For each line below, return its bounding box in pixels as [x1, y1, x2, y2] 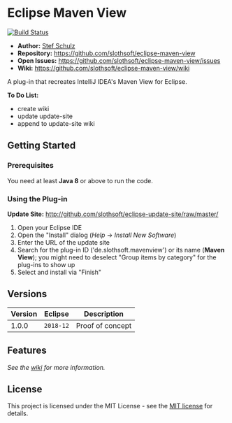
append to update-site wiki [17, 119, 96, 127]
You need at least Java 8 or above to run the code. [7, 176, 154, 185]
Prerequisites [7, 161, 54, 171]
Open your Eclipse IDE [17, 223, 82, 231]
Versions [7, 288, 48, 300]
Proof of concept [75, 320, 132, 330]
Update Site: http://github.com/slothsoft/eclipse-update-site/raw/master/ [7, 210, 219, 218]
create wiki [17, 104, 50, 113]
